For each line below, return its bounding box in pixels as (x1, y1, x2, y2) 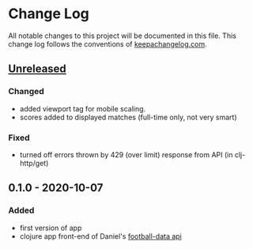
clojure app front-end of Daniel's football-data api (19, 231, 182, 241)
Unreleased (8, 62, 67, 76)
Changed (8, 86, 45, 97)
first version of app (19, 223, 82, 232)
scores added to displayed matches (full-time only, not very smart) (19, 112, 237, 122)
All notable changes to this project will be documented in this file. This (8, 31, 237, 40)
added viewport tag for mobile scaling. (19, 104, 146, 113)
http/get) (19, 158, 49, 168)
